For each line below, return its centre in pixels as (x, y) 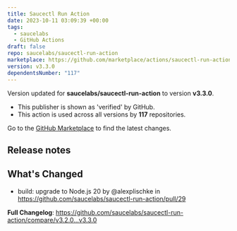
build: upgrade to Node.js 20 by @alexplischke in (89, 191)
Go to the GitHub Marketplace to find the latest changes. (89, 128)
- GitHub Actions (39, 40)
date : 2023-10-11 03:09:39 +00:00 (58, 20)
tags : (15, 27)
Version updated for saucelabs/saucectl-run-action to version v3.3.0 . (111, 93)
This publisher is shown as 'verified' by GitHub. (86, 107)
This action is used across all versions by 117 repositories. (102, 114)
